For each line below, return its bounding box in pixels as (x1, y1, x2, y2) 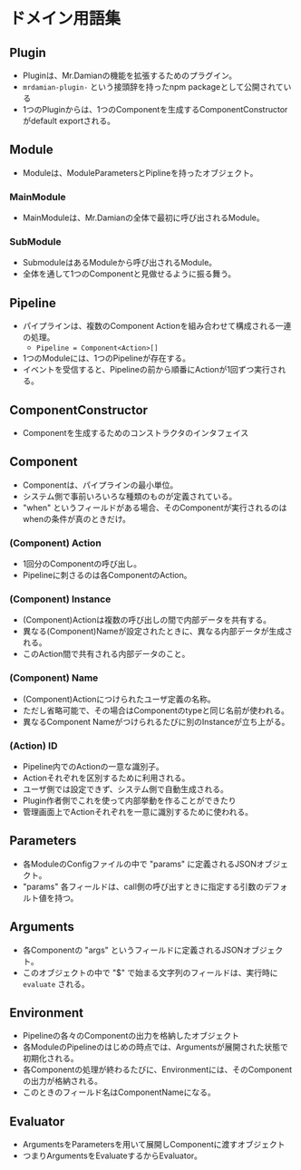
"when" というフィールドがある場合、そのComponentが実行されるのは (22, 502, 287, 513)
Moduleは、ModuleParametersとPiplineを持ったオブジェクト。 (22, 167, 258, 178)
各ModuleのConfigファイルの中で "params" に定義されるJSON (22, 858, 257, 869)
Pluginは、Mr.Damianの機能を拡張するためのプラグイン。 (22, 70, 238, 81)
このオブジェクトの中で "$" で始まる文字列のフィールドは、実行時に (22, 967, 278, 978)
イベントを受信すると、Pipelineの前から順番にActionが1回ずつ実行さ (22, 364, 278, 375)
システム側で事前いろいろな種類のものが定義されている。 (22, 490, 238, 501)
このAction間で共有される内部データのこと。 (22, 649, 190, 660)
